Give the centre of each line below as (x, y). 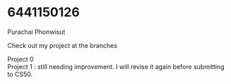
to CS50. (20, 74)
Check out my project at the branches (63, 45)
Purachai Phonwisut (36, 32)
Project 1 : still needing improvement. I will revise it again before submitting (116, 66)
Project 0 (20, 59)
